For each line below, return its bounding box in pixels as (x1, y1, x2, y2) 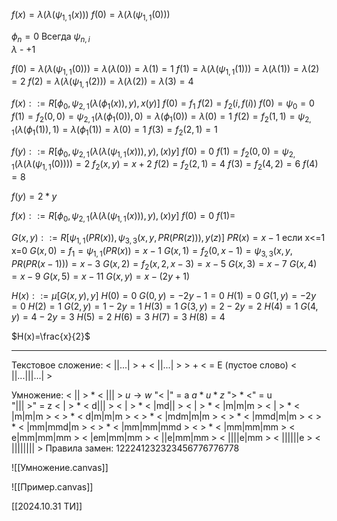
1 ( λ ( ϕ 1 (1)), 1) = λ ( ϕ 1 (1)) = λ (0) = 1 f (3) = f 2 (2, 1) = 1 (11, 123, 218, 138)
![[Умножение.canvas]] (11, 462, 109, 474)
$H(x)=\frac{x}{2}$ (11, 330, 91, 343)
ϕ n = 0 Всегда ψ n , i (11, 30, 91, 44)
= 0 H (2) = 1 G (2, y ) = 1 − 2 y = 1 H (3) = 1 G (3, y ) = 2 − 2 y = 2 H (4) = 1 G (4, (11, 300, 319, 313)
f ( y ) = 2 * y (11, 190, 58, 203)
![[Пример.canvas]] (11, 481, 94, 493)
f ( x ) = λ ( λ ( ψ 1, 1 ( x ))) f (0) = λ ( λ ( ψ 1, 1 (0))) (11, 9, 171, 23)
